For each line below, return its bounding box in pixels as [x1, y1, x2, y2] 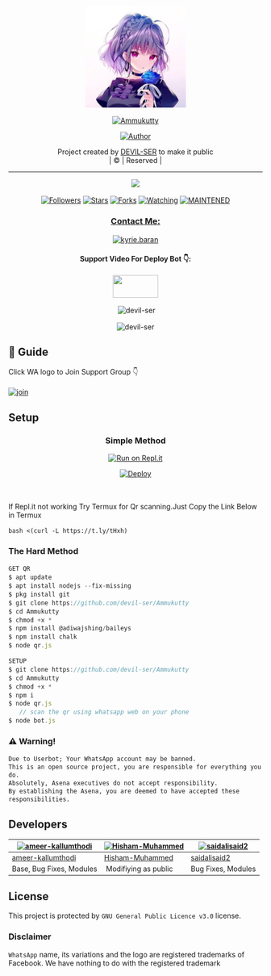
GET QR [8, 565, 31, 573]
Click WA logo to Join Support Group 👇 [8, 367, 139, 377]
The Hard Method [8, 545, 79, 556]
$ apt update [8, 573, 52, 582]
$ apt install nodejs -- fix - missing [8, 582, 131, 590]
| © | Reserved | [108, 156, 163, 165]
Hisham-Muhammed [103, 852, 173, 862]
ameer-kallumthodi [11, 852, 77, 862]
